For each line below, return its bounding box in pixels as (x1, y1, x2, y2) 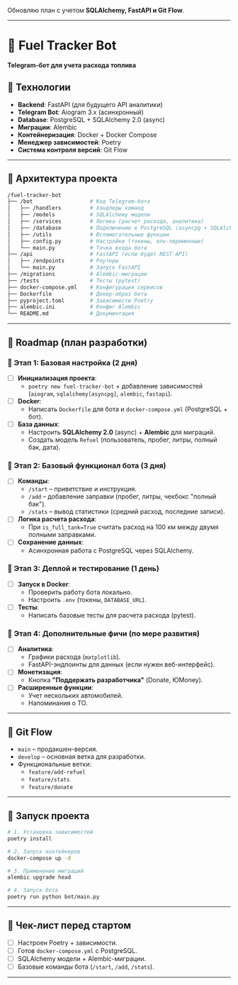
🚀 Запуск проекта (7, 810, 90, 822)
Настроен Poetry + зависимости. (17, 938, 118, 947)
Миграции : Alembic (17, 123, 78, 131)
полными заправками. (28, 530, 96, 539)
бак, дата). (28, 443, 61, 452)
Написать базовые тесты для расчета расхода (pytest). (28, 611, 196, 619)
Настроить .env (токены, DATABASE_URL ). (28, 595, 147, 603)
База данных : (17, 420, 60, 428)
